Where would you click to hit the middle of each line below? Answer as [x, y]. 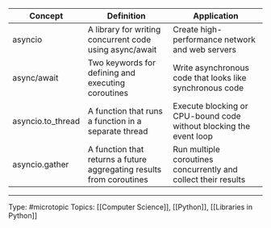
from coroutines [118, 179]
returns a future [117, 159]
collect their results [209, 179]
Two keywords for [121, 62]
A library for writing [124, 29]
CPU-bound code [207, 116]
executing [106, 83]
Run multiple [196, 149]
